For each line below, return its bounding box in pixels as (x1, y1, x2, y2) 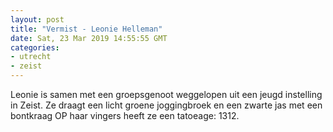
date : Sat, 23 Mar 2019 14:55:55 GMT (10, 33, 168, 43)
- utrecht (10, 52, 52, 62)
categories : (10, 42, 60, 53)
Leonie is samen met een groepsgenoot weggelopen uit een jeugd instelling (10, 89, 323, 100)
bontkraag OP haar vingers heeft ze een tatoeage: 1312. (10, 110, 240, 121)
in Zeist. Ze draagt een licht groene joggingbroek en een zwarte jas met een (10, 99, 323, 111)
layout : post (10, 14, 65, 25)
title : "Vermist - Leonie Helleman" (10, 24, 163, 34)
